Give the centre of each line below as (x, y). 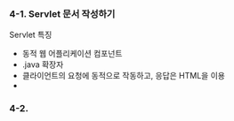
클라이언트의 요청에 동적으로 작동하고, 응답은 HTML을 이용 (123, 76)
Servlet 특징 (31, 35)
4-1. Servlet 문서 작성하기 (62, 13)
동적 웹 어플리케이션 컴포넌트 (72, 54)
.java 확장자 (43, 64)
